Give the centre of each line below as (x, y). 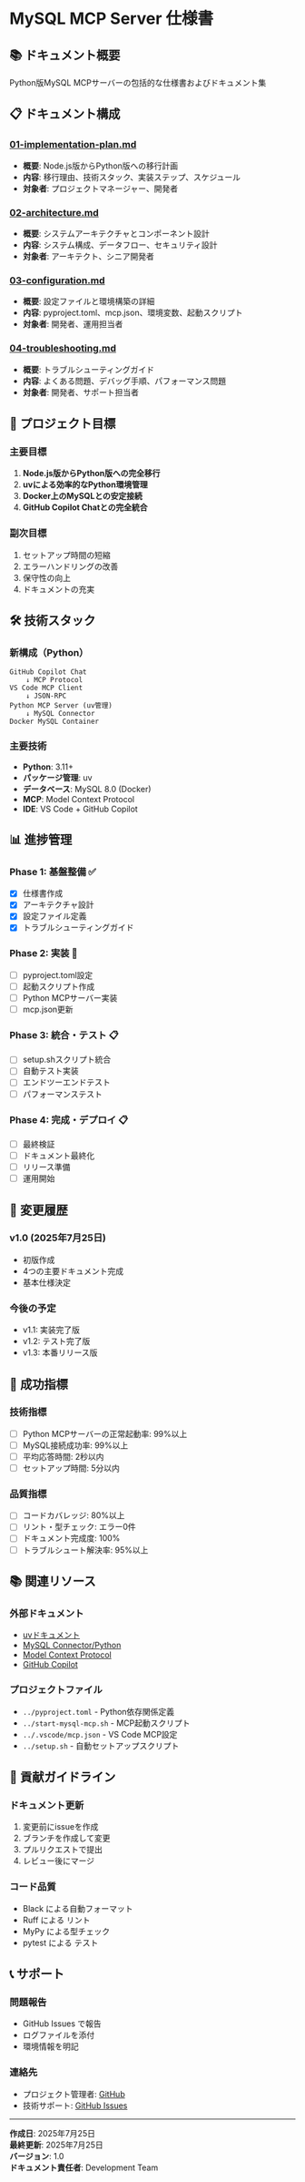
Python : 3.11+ (48, 767)
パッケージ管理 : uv (57, 777)
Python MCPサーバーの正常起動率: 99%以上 (105, 1433)
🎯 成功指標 (39, 1384)
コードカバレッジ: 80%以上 (74, 1515)
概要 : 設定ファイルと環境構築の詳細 (89, 301)
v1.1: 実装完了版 (51, 1330)
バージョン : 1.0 (37, 2156)
